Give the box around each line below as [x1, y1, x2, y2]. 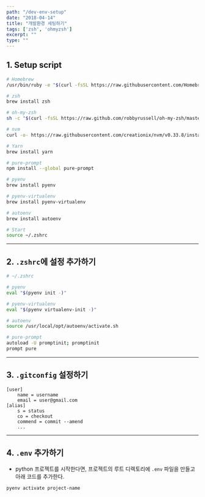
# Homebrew [6, 76, 34, 83]
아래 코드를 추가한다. [15, 473, 65, 480]
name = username [17, 392, 59, 398]
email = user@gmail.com [17, 397, 78, 403]
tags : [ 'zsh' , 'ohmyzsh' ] [6, 26, 72, 32]
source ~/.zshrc [6, 232, 48, 238]
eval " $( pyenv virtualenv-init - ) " [6, 306, 97, 312]
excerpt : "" [6, 32, 37, 38]
